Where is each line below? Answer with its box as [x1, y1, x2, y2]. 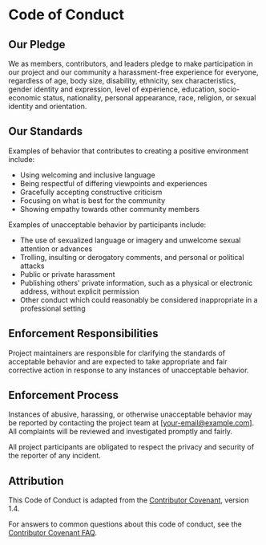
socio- [218, 84, 240, 94]
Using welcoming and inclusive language [19, 170, 155, 180]
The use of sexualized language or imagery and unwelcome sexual [19, 235, 241, 245]
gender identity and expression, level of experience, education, [8, 84, 217, 94]
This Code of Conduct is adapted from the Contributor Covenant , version [8, 495, 250, 505]
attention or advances [19, 243, 93, 254]
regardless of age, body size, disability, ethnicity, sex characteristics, [8, 76, 236, 85]
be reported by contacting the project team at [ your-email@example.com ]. [8, 418, 255, 428]
